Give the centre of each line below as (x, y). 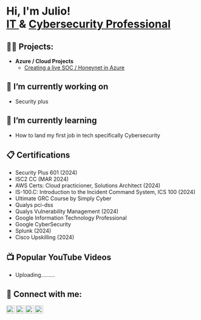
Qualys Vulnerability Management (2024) (67, 212)
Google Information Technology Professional (71, 218)
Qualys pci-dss (34, 205)
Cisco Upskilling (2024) (45, 237)
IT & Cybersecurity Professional (89, 24)
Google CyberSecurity (43, 224)
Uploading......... (35, 275)
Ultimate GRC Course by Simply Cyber (63, 198)
